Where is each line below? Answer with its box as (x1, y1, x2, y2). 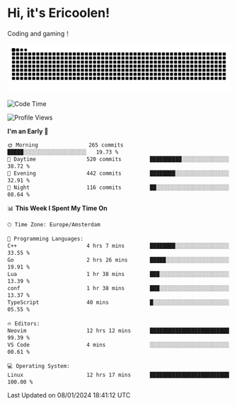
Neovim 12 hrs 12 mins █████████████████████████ (7, 327, 230, 334)
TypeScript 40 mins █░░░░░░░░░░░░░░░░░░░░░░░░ (7, 298, 230, 306)
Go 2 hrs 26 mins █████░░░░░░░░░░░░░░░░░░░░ (7, 256, 230, 263)
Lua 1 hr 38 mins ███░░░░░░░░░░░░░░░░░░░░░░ (7, 270, 230, 277)
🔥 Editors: (7, 320, 40, 327)
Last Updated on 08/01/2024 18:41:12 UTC (7, 390, 131, 399)
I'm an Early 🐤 (7, 127, 49, 135)
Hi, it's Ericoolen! (7, 5, 110, 21)
